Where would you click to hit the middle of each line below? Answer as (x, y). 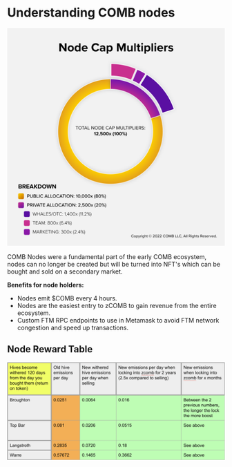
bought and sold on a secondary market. (65, 271)
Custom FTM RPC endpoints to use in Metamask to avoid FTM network (118, 320)
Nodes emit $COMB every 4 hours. (67, 298)
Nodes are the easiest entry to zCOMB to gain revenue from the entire (117, 305)
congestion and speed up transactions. (73, 327)
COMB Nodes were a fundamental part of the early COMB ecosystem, (107, 256)
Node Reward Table (50, 349)
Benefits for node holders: (46, 285)
